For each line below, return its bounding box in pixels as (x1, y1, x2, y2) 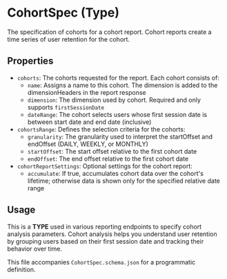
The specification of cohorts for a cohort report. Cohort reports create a (7, 28, 212, 36)
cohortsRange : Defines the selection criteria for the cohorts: (17, 125, 186, 133)
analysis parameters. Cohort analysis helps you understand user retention (7, 230, 217, 238)
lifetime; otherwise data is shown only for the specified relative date (27, 177, 221, 185)
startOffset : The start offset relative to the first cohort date (27, 147, 197, 155)
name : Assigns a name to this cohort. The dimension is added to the (27, 81, 218, 89)
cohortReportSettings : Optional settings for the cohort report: (17, 161, 193, 170)
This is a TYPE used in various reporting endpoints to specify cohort (7, 222, 202, 231)
